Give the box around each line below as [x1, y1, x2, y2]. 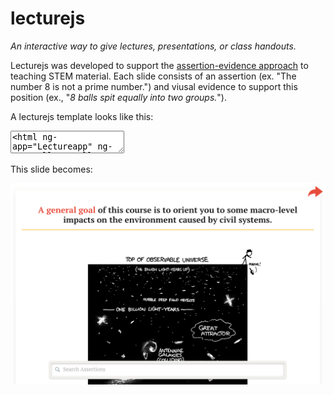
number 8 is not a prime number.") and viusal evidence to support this [10, 80, 298, 92]
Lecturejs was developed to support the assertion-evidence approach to [10, 59, 309, 71]
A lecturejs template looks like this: [10, 110, 154, 122]
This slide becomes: [10, 163, 93, 175]
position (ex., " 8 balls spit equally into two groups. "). [10, 91, 228, 103]
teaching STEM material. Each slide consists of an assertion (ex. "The [10, 70, 297, 82]
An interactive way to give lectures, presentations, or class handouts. [10, 40, 297, 52]
